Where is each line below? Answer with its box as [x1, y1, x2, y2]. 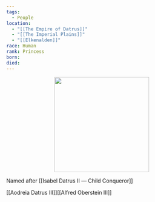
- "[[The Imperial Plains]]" [12, 32, 85, 38]
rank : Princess [6, 49, 45, 55]
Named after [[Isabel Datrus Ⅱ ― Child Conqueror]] [6, 177, 133, 184]
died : [6, 60, 20, 66]
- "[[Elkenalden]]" [12, 37, 61, 43]
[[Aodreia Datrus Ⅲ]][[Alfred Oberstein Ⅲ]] [6, 189, 112, 196]
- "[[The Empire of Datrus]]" [12, 26, 88, 32]
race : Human [6, 43, 36, 49]
